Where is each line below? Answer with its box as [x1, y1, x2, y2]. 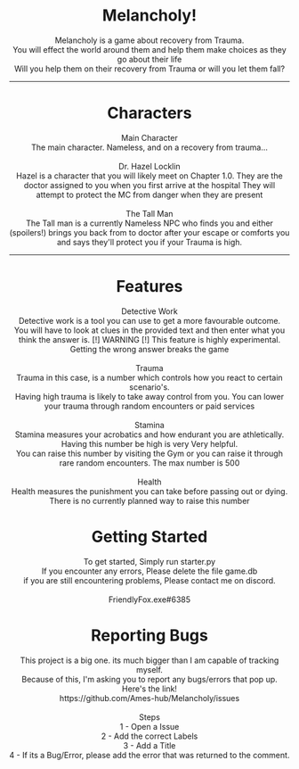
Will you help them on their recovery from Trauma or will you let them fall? [13, 63, 286, 74]
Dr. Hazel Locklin [118, 161, 181, 171]
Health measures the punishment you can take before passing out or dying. [11, 485, 288, 496]
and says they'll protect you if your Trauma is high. [56, 236, 243, 247]
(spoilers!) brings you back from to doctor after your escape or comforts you [9, 227, 290, 237]
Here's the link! [121, 683, 178, 694]
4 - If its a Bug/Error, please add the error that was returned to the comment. [9, 749, 290, 760]
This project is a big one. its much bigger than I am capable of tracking [20, 655, 279, 666]
